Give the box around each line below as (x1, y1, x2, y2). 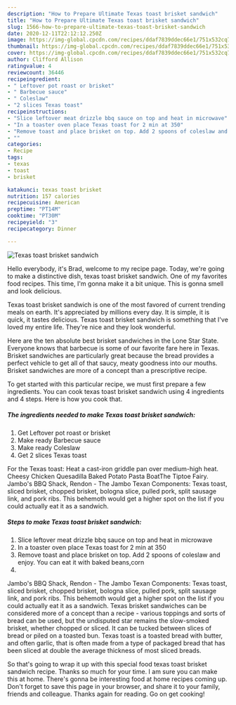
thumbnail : (7, 43, 39, 50)
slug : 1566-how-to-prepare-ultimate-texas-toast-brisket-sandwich (7, 23, 206, 30)
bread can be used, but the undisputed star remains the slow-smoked (7, 616, 209, 625)
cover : (7, 50, 27, 57)
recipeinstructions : (7, 108, 68, 115)
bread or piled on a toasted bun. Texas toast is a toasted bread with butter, (7, 631, 223, 640)
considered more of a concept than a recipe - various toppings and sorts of (7, 609, 226, 617)
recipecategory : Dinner (7, 225, 77, 232)
